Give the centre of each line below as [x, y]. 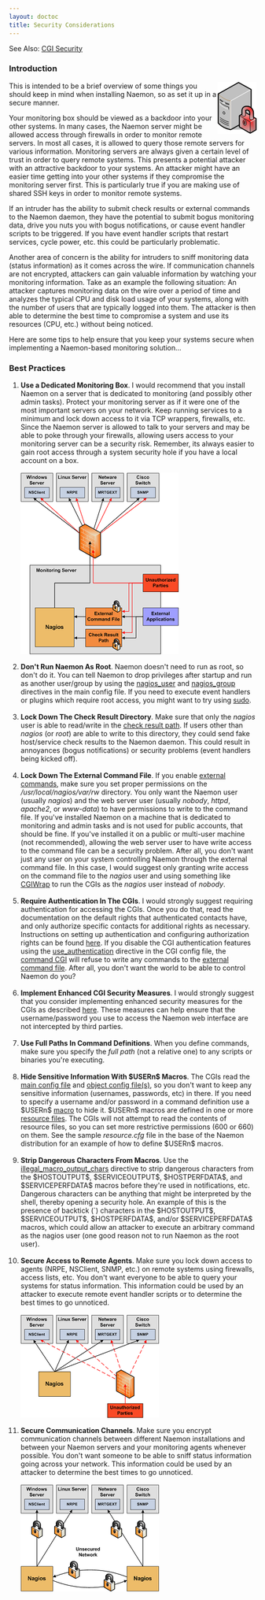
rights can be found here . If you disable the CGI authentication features [135, 943]
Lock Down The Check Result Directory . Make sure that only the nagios [138, 717]
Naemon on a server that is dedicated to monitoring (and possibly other [136, 394]
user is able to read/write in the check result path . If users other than [131, 725]
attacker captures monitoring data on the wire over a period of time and [125, 291]
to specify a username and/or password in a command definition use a [135, 1102]
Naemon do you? [48, 976]
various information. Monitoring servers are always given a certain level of [129, 151]
